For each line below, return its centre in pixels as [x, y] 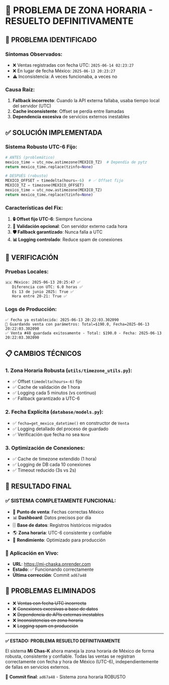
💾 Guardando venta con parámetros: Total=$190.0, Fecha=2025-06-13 [77, 324]
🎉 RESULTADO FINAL [38, 487]
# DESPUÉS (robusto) [27, 176]
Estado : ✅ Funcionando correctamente [53, 569]
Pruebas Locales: [27, 271]
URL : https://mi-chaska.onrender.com [52, 564]
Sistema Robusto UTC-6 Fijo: [41, 147]
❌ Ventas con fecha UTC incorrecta [49, 603]
